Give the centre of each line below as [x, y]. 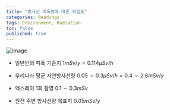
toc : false [20, 28]
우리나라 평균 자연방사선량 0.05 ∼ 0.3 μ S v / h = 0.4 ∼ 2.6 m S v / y [89, 76]
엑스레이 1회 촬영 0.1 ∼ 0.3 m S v [51, 88]
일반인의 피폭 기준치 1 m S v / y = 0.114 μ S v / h [64, 63]
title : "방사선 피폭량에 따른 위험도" [47, 12]
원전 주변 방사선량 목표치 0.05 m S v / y [57, 101]
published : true [26, 34]
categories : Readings [33, 17]
